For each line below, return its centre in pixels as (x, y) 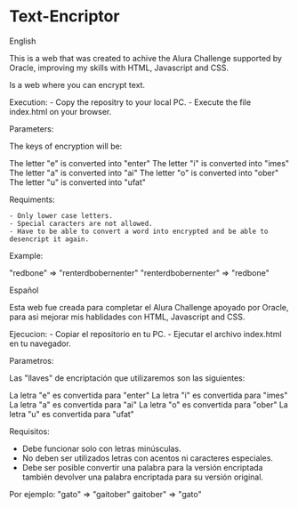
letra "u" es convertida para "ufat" (72, 414)
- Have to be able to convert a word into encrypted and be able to (139, 231)
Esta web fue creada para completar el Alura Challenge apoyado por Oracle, (149, 307)
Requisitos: (30, 431)
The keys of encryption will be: (66, 146)
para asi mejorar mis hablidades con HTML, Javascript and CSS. (127, 317)
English (23, 41)
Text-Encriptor (64, 16)
